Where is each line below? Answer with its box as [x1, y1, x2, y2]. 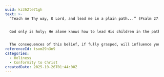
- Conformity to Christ [9, 60, 58, 65]
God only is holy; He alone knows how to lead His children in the [9, 29, 150, 34]
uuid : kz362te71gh [5, 7, 42, 12]
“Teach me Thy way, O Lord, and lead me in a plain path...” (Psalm [9, 16, 152, 21]
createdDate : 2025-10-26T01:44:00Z [5, 64, 78, 69]
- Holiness [9, 56, 32, 61]
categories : [5, 51, 29, 56]
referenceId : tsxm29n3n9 [5, 46, 56, 51]
